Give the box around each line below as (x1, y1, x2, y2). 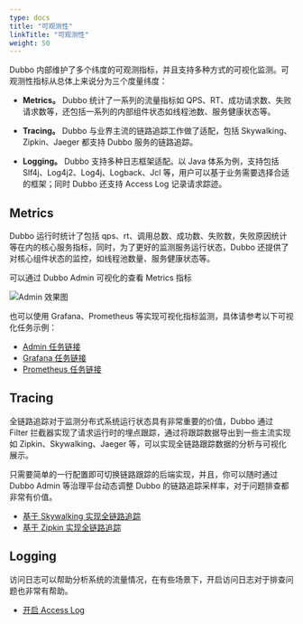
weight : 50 (9, 38, 50, 48)
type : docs (9, 13, 50, 23)
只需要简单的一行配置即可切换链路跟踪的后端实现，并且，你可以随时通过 (9, 468, 278, 479)
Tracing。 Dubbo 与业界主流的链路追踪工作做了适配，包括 (22, 126, 240, 137)
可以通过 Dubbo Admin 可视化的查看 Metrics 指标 (9, 272, 192, 283)
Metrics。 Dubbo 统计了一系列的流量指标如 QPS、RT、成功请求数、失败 (22, 95, 292, 106)
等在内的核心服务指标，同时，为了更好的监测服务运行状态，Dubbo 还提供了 (9, 241, 289, 253)
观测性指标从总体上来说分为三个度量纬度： (9, 76, 168, 87)
